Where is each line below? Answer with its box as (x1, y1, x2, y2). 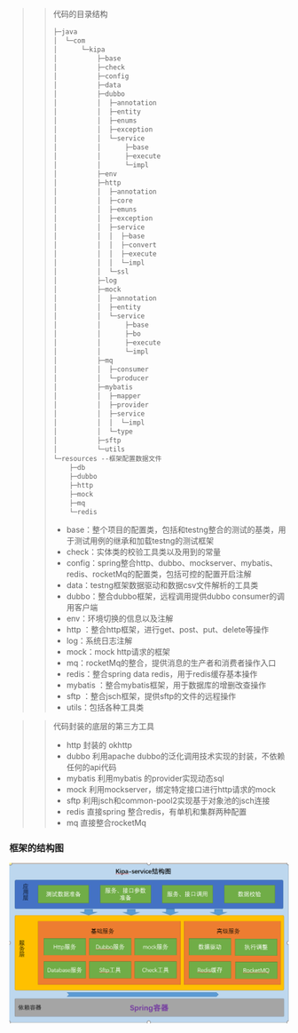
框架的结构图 (9, 841, 65, 854)
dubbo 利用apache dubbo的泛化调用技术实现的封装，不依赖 (66, 751, 286, 761)
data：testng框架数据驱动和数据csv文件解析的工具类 (66, 580, 259, 590)
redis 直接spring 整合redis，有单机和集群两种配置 (66, 807, 247, 816)
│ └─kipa (52, 45, 106, 54)
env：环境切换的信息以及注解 (66, 613, 174, 624)
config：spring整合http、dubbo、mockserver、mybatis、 (66, 558, 278, 568)
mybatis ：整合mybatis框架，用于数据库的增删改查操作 (66, 679, 267, 690)
